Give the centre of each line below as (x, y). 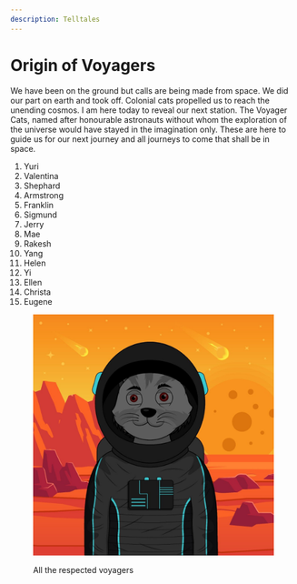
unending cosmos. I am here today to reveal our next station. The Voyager (149, 110)
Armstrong (44, 195)
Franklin (38, 205)
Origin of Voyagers (83, 65)
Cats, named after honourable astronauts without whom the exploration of (148, 119)
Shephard (42, 186)
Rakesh (37, 243)
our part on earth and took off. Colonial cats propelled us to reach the (140, 100)
